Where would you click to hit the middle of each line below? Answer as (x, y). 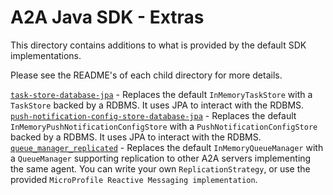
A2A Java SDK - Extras (107, 17)
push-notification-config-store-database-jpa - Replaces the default (153, 115)
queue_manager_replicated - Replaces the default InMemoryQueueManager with (167, 147)
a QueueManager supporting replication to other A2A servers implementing (161, 158)
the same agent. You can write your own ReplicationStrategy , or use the (160, 168)
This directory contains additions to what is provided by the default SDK (158, 45)
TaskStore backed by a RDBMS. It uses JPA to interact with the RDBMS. (157, 105)
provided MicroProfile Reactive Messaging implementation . (134, 179)
